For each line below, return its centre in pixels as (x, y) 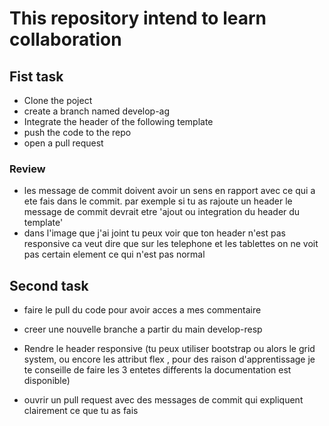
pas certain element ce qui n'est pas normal (114, 254)
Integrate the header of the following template (118, 121)
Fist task (36, 76)
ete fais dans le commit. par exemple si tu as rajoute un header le (158, 201)
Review (27, 169)
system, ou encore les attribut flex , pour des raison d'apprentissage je (169, 359)
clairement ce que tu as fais (81, 411)
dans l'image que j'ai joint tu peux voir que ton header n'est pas (154, 233)
